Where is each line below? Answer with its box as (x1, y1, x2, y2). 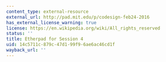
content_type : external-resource (6, 8, 89, 15)
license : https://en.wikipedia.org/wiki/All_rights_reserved (6, 25, 161, 31)
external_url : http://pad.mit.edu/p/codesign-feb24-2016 (6, 14, 150, 20)
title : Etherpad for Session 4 (6, 36, 84, 42)
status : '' (6, 31, 33, 37)
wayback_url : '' (6, 47, 46, 53)
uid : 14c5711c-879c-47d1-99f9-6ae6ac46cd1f (6, 42, 116, 48)
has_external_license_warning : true (6, 19, 97, 25)
